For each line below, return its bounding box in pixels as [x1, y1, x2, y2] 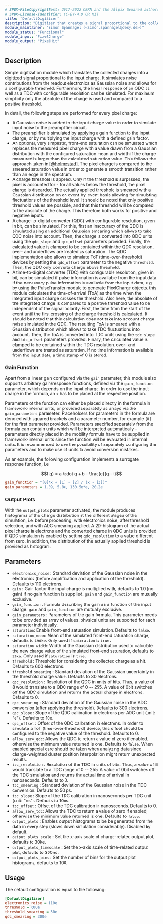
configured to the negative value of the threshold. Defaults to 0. [12, 730, 139, 736]
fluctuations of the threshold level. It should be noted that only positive [12, 197, 154, 203]
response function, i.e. [5, 461, 50, 467]
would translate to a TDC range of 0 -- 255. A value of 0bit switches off [12, 766, 155, 772]
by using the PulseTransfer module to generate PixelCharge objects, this [12, 285, 157, 291]
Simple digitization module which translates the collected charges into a [5, 70, 149, 75]
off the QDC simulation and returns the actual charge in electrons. [12, 689, 144, 695]
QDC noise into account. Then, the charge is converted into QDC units [12, 233, 153, 239]
